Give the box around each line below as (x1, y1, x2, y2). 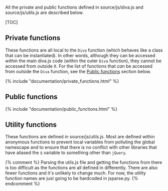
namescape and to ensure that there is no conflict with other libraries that (5, 144, 157, 150)
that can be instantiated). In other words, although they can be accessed (5, 52, 155, 58)
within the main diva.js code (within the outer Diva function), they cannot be (5, 58, 162, 64)
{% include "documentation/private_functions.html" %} (5, 78, 119, 84)
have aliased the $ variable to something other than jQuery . (5, 150, 127, 156)
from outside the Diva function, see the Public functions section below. (5, 68, 151, 74)
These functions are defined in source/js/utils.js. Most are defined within (5, 134, 155, 140)
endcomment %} (5, 180, 40, 187)
